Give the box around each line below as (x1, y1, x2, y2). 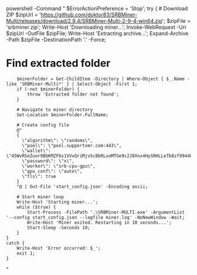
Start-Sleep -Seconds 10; (27, 225, 91, 230)
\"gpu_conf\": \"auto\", (21, 168, 83, 174)
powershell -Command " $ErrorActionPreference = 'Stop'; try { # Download (6, 5, 188, 12)
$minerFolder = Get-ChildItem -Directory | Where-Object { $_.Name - (16, 76, 191, 82)
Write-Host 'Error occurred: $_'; (16, 245, 101, 251)
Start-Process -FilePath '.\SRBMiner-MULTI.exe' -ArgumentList (27, 209, 185, 215)
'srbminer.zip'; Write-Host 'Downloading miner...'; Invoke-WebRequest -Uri (6, 23, 186, 30)
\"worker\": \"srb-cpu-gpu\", (21, 163, 96, 169)
